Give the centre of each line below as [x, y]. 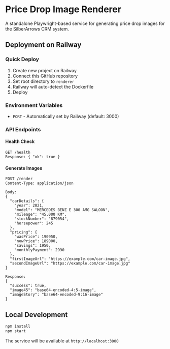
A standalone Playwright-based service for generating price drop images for [85, 23]
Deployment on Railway [43, 45]
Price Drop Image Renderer [63, 9]
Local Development [37, 315]
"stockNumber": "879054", [42, 219]
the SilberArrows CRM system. [37, 28]
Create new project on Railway [45, 70]
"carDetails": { [27, 201]
